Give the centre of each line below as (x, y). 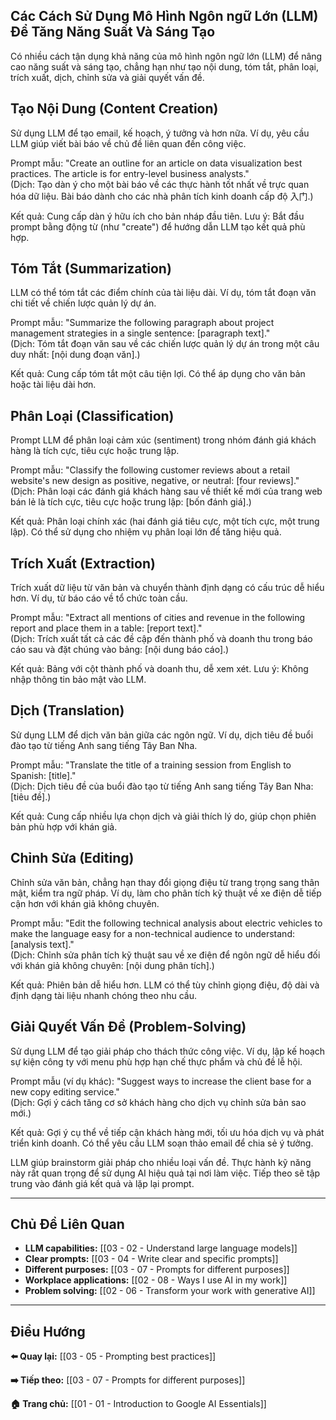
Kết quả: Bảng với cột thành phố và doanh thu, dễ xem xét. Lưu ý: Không (159, 669)
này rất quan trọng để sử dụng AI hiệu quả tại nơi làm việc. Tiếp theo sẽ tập (165, 1173)
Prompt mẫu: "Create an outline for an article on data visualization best (156, 163)
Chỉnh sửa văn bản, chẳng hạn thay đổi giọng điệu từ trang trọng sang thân (165, 882)
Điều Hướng (48, 1331)
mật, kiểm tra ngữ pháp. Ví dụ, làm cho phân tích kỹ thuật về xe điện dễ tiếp (166, 893)
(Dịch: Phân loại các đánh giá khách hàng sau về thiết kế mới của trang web (166, 491)
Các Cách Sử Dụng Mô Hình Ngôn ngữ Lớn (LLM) (164, 16)
